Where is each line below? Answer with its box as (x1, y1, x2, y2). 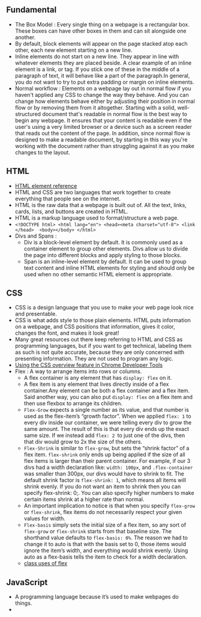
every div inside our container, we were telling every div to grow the (23, 419, 192, 426)
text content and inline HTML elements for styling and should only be (23, 264, 195, 271)
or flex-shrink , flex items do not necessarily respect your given (23, 509, 182, 516)
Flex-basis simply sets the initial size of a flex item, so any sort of (23, 521, 187, 529)
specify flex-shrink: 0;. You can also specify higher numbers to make (23, 489, 194, 497)
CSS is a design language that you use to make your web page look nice (14, 304, 194, 311)
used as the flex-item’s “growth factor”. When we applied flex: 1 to (23, 412, 191, 420)
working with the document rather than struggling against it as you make (14, 142, 195, 149)
